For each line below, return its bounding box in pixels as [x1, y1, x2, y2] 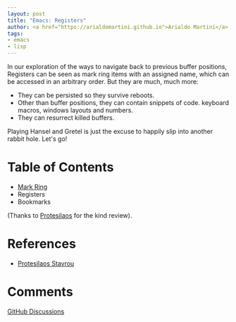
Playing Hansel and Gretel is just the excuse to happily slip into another [7, 128, 213, 135]
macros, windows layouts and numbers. [17, 106, 134, 114]
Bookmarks [17, 197, 51, 206]
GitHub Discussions [7, 307, 65, 316]
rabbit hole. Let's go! [7, 135, 68, 143]
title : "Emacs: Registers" [7, 17, 87, 24]
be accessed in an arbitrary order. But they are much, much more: [7, 78, 199, 85]
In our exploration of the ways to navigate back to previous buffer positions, [7, 63, 228, 70]
